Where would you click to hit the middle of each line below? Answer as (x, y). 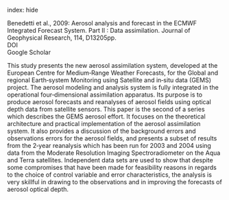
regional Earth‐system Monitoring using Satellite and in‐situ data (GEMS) (109, 80)
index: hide (23, 10)
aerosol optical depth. (38, 189)
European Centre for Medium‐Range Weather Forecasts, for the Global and (113, 73)
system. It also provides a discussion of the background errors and (102, 131)
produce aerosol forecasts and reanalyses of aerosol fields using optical (109, 102)
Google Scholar (29, 52)
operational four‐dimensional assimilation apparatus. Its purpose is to (105, 95)
